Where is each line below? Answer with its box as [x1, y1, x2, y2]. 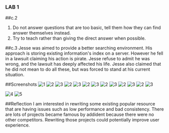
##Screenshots [5, 81, 37, 87]
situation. [5, 72, 25, 78]
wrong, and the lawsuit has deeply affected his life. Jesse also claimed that [5, 61, 161, 67]
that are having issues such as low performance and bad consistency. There [5, 106, 164, 112]
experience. [5, 122, 30, 128]
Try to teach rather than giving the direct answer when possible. [12, 35, 146, 41]
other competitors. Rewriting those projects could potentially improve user [5, 117, 160, 123]
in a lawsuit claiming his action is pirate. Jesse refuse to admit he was [5, 56, 150, 62]
